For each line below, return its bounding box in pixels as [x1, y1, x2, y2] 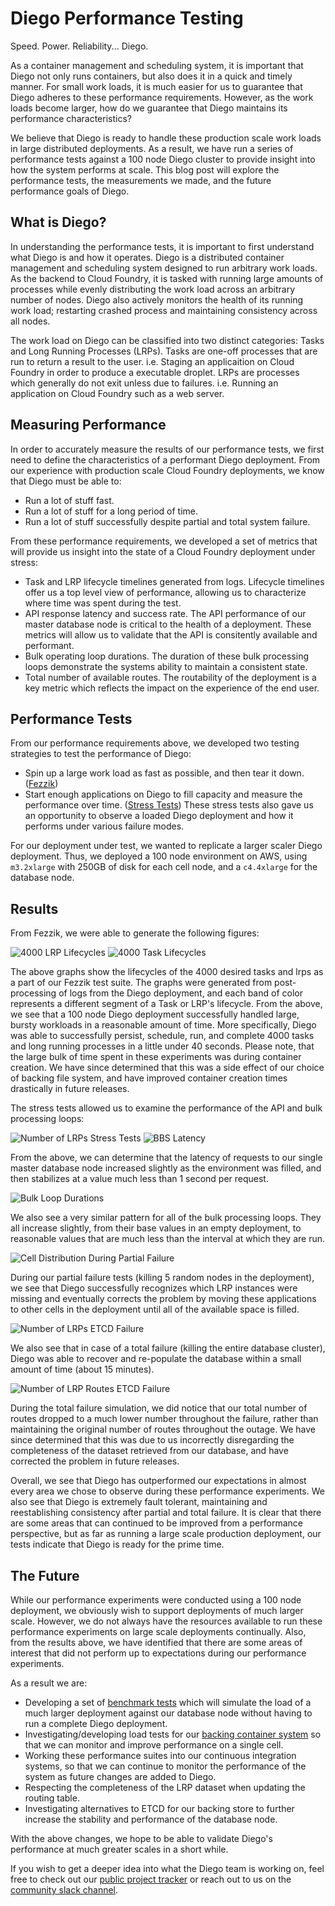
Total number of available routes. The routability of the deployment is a [24, 671, 317, 683]
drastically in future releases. [10, 1083, 130, 1095]
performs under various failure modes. [24, 820, 185, 832]
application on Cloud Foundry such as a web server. [10, 387, 225, 399]
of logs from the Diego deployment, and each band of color [58, 987, 303, 999]
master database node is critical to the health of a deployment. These [24, 618, 312, 630]
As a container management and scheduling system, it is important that [10, 59, 304, 71]
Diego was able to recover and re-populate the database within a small [10, 1353, 302, 1365]
